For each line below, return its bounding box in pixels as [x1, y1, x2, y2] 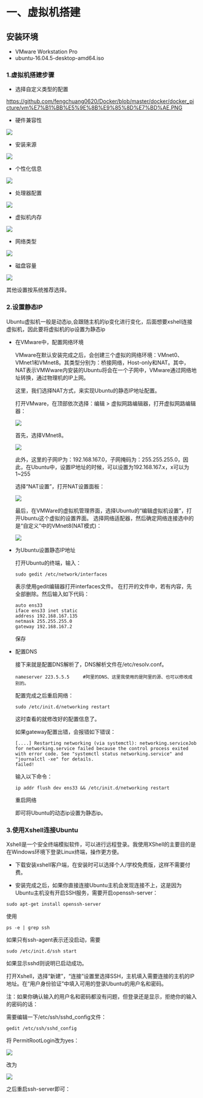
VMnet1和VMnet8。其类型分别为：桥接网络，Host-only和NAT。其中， [14, 359, 189, 366]
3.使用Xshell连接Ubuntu [6, 825, 79, 834]
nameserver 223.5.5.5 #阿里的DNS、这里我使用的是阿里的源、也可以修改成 [14, 674, 193, 680]
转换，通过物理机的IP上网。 [20, 374, 89, 381]
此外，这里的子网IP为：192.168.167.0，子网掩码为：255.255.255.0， [14, 456, 183, 463]
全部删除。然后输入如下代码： [14, 590, 89, 597]
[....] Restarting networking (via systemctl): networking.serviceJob [14, 740, 197, 746]
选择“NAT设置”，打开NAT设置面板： [14, 482, 105, 490]
